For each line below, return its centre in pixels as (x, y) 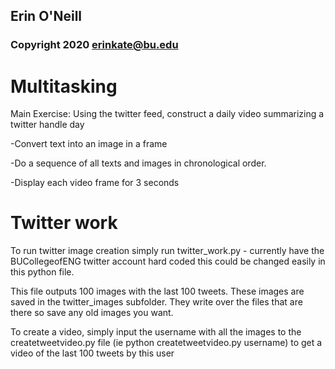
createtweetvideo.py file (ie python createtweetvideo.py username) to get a (166, 343)
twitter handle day (47, 125)
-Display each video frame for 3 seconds (95, 183)
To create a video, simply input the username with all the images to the (156, 332)
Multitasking (64, 86)
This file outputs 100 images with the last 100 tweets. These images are (157, 291)
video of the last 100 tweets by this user (92, 353)
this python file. (42, 272)
